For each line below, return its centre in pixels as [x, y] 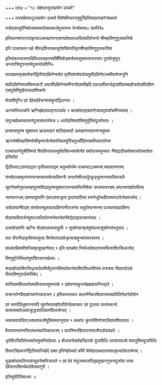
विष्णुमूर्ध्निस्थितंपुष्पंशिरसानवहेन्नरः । [32, 258]
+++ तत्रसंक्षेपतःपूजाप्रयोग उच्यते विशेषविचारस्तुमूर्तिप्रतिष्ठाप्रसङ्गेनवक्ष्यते [61, 18]
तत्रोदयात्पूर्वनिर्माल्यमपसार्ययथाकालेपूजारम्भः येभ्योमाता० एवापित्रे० [55, 28]
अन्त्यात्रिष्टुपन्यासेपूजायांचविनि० [30, 64]
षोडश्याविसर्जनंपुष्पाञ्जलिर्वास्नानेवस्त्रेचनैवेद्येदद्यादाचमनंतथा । [53, 218]
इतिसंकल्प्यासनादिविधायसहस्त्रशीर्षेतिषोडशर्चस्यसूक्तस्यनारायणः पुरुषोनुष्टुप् [63, 59]
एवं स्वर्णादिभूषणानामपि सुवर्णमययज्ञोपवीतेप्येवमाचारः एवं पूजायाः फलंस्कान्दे [61, 305]
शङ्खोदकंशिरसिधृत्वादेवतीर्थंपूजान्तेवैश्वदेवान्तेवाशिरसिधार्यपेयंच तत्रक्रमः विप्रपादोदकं [69, 268]
